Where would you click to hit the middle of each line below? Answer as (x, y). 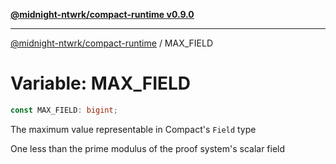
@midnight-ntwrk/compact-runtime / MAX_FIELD (112, 43)
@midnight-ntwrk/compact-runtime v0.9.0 (102, 14)
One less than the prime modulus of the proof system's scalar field (148, 148)
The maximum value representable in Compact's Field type (133, 129)
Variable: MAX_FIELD (101, 83)
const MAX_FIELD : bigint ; (64, 110)
